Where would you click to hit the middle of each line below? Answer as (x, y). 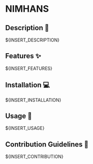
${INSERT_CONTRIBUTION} (34, 157)
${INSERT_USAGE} (25, 128)
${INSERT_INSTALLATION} (33, 100)
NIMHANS (27, 9)
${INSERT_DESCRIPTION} (33, 40)
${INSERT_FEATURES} (29, 68)
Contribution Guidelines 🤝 (47, 144)
